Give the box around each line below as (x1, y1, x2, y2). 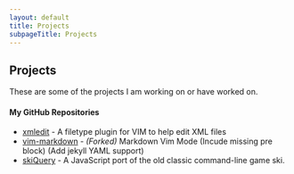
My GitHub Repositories (9, 106, 100, 117)
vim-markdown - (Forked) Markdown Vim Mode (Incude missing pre (21, 136, 274, 147)
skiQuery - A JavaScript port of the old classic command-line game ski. (21, 155, 285, 166)
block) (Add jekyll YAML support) (21, 145, 144, 156)
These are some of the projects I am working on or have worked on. (9, 87, 258, 97)
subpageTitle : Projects (9, 29, 98, 38)
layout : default (9, 12, 69, 22)
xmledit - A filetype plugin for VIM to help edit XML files (21, 127, 227, 137)
